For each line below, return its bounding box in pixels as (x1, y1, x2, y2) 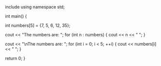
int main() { (5, 13, 28, 19)
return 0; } (5, 55, 26, 61)
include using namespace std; (5, 4, 65, 10)
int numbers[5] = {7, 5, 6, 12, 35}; (5, 22, 71, 28)
